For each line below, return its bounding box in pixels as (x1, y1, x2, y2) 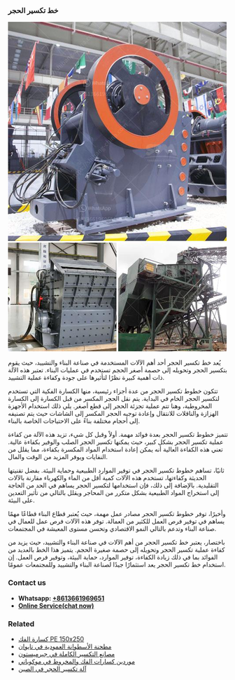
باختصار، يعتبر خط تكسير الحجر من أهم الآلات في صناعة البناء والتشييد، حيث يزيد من (8, 538, 226, 547)
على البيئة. (8, 496, 35, 505)
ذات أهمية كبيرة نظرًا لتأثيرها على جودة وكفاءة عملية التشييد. (8, 374, 165, 382)
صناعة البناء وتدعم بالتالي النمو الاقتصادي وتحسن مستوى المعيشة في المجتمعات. (8, 524, 217, 533)
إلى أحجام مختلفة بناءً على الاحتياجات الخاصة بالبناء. (8, 416, 141, 426)
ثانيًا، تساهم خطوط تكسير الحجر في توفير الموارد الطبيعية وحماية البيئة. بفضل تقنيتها (8, 466, 225, 475)
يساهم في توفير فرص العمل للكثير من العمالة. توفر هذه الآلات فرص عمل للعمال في (8, 517, 225, 526)
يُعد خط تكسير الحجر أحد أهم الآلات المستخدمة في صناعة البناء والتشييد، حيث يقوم (8, 358, 221, 367)
